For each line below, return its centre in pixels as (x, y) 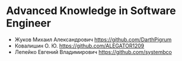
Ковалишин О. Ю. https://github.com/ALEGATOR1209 (79, 46)
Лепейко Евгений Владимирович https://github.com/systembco (93, 52)
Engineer (28, 23)
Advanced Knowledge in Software (91, 11)
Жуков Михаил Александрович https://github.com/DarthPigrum (93, 39)
